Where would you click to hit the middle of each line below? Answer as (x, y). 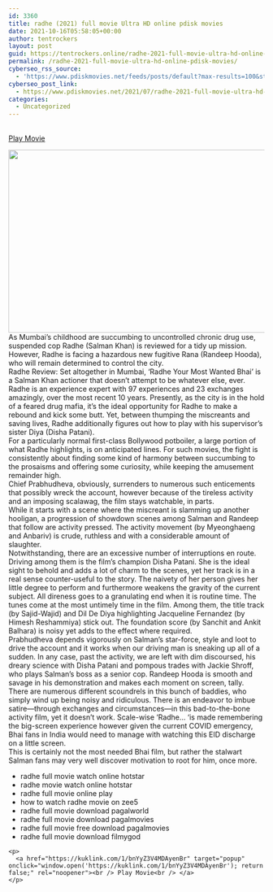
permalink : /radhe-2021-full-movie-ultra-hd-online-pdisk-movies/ (123, 62)
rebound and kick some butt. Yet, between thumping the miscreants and (129, 415)
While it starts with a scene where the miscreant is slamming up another (129, 510)
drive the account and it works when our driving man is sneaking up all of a (134, 648)
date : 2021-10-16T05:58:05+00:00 (65, 31)
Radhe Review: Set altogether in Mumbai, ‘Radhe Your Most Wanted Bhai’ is (135, 372)
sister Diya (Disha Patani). (52, 433)
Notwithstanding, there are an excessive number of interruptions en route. (132, 553)
